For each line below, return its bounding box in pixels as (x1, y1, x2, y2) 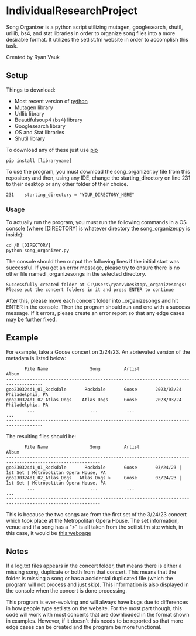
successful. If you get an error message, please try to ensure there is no (6, 264, 180, 271)
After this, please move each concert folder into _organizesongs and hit (6, 297, 178, 305)
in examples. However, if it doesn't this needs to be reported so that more (6, 617, 183, 624)
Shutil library (14, 135, 46, 142)
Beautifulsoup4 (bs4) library (14, 116, 83, 123)
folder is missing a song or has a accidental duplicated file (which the (6, 574, 174, 581)
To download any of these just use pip (6, 146, 98, 153)
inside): (6, 231, 25, 238)
